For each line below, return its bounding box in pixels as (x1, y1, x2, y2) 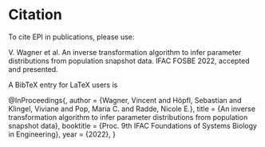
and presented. (8, 64, 58, 73)
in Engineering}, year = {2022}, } (8, 129, 116, 139)
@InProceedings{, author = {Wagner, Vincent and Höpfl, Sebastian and (8, 95, 242, 105)
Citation (8, 6, 62, 24)
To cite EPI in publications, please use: (8, 32, 135, 42)
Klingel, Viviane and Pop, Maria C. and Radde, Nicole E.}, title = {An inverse (8, 104, 255, 113)
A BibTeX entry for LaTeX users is (8, 80, 118, 89)
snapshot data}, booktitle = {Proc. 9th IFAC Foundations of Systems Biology (8, 121, 258, 130)
